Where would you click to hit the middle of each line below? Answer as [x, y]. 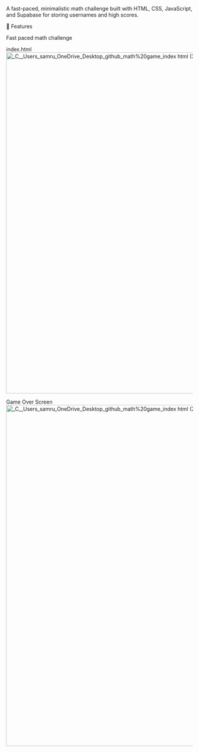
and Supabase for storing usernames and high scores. [73, 15]
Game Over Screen [29, 402]
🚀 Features [19, 26]
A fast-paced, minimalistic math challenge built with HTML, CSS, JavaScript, [99, 9]
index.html [19, 49]
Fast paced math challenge [39, 38]
